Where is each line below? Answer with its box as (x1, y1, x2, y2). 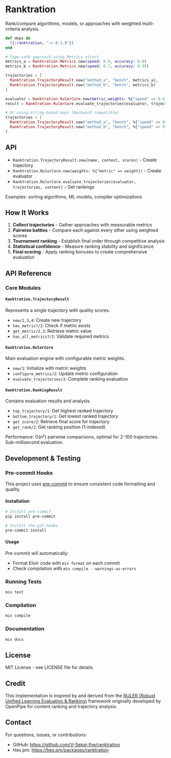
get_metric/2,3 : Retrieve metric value (12, 328, 92, 334)
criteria (5, 25, 20, 32)
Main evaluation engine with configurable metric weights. (5, 355, 126, 362)
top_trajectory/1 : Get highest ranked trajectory (12, 408, 113, 414)
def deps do (5, 36, 31, 41)
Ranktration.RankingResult (5, 388, 63, 393)
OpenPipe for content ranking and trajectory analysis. (5, 704, 118, 710)
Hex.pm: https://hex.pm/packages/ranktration (12, 747, 109, 753)
